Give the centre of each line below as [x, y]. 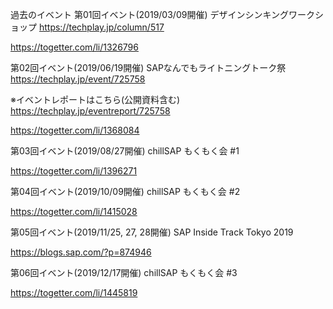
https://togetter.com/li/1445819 [74, 292]
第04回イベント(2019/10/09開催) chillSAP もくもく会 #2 [125, 191]
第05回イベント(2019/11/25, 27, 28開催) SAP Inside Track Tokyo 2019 [152, 232]
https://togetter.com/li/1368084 [75, 130]
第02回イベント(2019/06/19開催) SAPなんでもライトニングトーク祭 [148, 67]
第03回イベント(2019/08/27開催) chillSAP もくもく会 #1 [125, 151]
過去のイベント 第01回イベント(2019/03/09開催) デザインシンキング [150, 14]
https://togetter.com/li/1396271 [74, 171]
